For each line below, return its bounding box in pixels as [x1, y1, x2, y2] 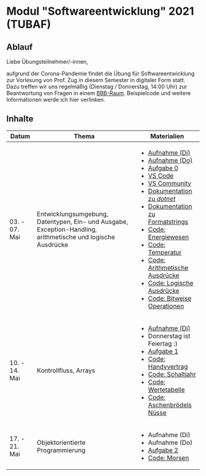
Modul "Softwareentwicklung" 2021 [6, 4, 194, 18]
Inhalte [6, 113, 34, 124]
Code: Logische [148, 278, 194, 287]
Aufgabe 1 [148, 347, 179, 355]
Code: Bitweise [148, 294, 192, 302]
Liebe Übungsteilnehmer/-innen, [6, 58, 88, 65]
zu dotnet [148, 194, 176, 203]
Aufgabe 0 [148, 164, 179, 172]
